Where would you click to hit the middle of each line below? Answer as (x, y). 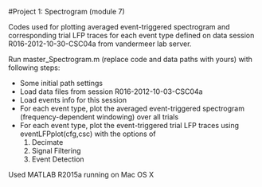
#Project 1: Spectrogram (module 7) (66, 12)
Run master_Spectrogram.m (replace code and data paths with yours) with (131, 59)
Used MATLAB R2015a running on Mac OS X (81, 175)
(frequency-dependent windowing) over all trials (99, 117)
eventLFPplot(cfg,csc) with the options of (88, 134)
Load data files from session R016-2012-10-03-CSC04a (111, 92)
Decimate (47, 142)
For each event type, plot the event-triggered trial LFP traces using (129, 125)
